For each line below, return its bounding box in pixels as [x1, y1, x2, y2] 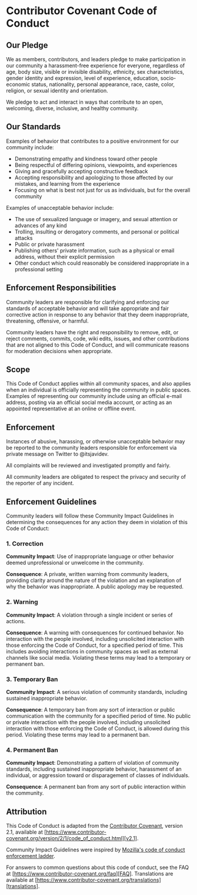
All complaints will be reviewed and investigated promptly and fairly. [6, 462, 171, 469]
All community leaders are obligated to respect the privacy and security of [6, 473, 186, 481]
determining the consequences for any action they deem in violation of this [6, 519, 188, 526]
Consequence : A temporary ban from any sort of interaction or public [6, 706, 175, 713]
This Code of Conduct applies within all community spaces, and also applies [6, 380, 191, 387]
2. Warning [6, 598, 38, 606]
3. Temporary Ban [6, 675, 58, 683]
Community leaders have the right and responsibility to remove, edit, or [6, 328, 179, 335]
